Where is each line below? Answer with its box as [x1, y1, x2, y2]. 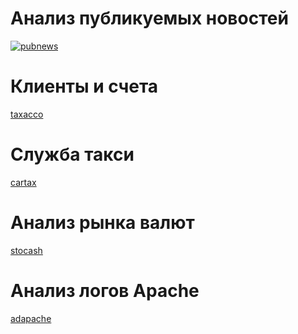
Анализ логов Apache [10, 279, 200, 302]
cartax [10, 176, 37, 188]
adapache [10, 312, 52, 324]
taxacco [10, 108, 44, 120]
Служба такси [10, 143, 135, 166]
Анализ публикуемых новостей [10, 7, 289, 30]
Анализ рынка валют [10, 212, 195, 234]
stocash [10, 244, 43, 256]
